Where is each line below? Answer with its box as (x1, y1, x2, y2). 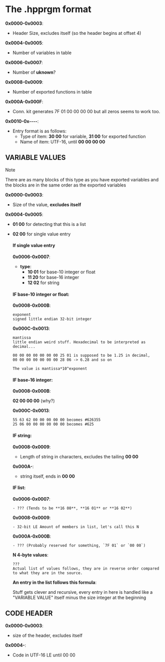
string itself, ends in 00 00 (20, 473, 75, 479)
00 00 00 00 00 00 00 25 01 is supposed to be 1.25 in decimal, (12, 353, 150, 358)
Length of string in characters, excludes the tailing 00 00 (20, 453, 138, 459)
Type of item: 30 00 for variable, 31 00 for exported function (20, 133, 146, 139)
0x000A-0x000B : (12, 533, 51, 539)
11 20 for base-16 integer (27, 274, 79, 280)
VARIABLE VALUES (5, 153, 66, 162)
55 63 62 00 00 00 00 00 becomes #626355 (12, 417, 101, 422)
